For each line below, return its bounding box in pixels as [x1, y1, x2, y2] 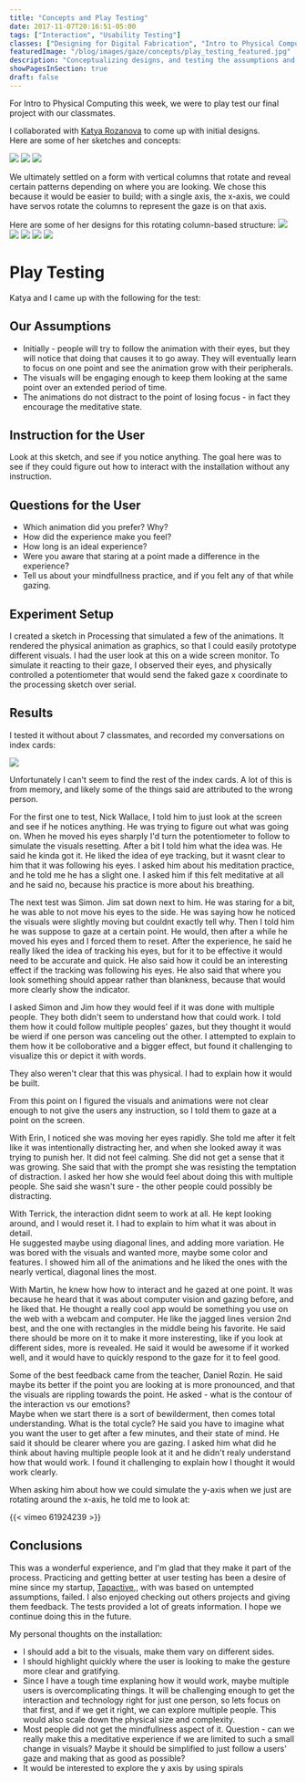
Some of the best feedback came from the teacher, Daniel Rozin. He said [9, 1370, 283, 1381]
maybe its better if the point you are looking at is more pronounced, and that [9, 1379, 296, 1390]
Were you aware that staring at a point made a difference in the [22, 551, 260, 562]
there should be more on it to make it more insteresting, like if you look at [9, 1332, 283, 1343]
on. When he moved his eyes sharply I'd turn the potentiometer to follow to [9, 830, 291, 841]
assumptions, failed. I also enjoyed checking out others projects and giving [9, 1591, 291, 1602]
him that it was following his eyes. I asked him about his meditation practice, [9, 860, 295, 870]
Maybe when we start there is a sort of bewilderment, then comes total [9, 1408, 276, 1419]
